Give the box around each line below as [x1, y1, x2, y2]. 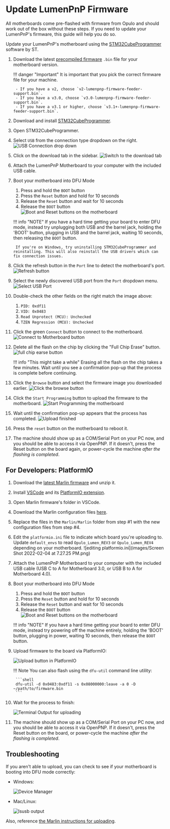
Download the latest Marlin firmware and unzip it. [13, 479, 116, 485]
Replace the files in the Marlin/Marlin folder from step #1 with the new [13, 519, 160, 525]
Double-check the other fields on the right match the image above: [13, 293, 152, 299]
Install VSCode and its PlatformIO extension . [13, 489, 106, 495]
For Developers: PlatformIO [6, 466, 93, 475]
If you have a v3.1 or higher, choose [20, 104, 102, 110]
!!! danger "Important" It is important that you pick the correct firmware [13, 71, 161, 77]
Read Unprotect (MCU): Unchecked [20, 314, 92, 319]
